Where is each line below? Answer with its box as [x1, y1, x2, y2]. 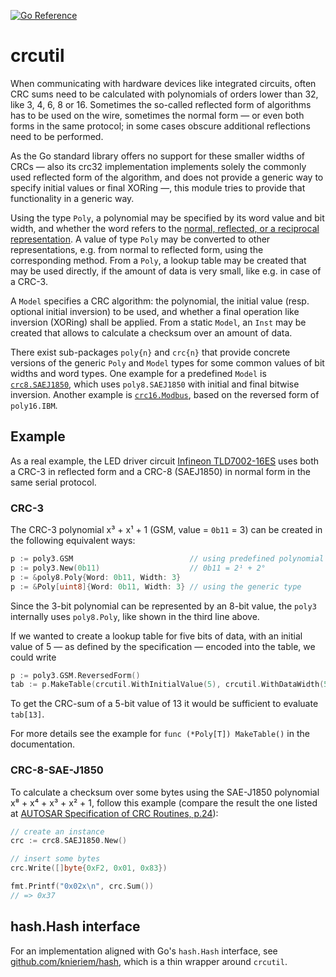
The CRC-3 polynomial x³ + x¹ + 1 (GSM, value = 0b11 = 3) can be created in [10, 524, 323, 536]
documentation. [10, 738, 76, 750]
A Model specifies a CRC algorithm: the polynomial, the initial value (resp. [10, 295, 310, 307]
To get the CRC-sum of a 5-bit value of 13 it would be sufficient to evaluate [10, 698, 319, 710]
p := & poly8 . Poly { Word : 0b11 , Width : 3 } [10, 572, 182, 582]
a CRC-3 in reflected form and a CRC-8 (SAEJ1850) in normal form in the [10, 465, 311, 477]
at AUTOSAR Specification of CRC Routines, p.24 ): [10, 807, 219, 819]
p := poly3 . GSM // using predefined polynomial [10, 554, 325, 564]
